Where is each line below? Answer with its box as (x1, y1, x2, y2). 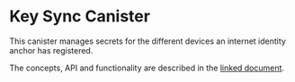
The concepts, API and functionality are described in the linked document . (9, 62, 285, 73)
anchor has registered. (9, 45, 94, 55)
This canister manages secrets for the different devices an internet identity (9, 36, 286, 46)
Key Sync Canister (9, 6, 151, 27)
